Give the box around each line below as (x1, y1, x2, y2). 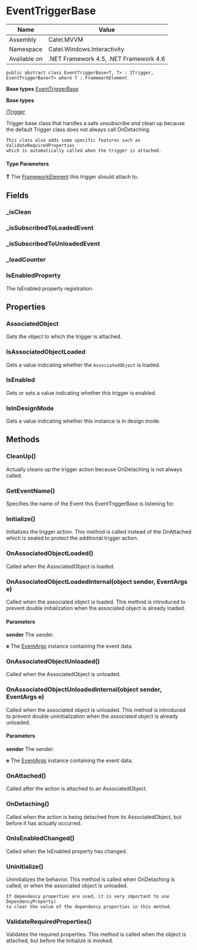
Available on (9, 54, 43, 63)
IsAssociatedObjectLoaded (6, 348, 86, 356)
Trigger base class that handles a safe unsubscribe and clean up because (6, 119, 185, 126)
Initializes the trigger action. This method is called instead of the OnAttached (6, 528, 192, 536)
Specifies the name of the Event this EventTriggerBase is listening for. (6, 500, 175, 507)
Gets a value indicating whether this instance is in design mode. (6, 417, 161, 425)
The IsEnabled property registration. (6, 285, 94, 292)
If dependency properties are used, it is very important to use (6, 893, 169, 900)
